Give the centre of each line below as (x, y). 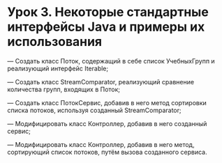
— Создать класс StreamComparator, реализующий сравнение (101, 81)
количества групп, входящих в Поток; (64, 89)
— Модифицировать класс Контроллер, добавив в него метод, (101, 144)
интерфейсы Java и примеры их (106, 27)
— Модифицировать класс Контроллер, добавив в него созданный (107, 123)
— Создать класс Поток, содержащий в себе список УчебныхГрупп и (111, 61)
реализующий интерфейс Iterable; (58, 68)
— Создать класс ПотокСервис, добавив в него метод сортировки (107, 102)
